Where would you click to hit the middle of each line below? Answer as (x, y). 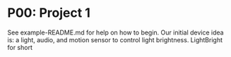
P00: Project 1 (49, 13)
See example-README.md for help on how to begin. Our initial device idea (115, 32)
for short (20, 47)
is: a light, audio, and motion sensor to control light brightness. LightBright (115, 39)
